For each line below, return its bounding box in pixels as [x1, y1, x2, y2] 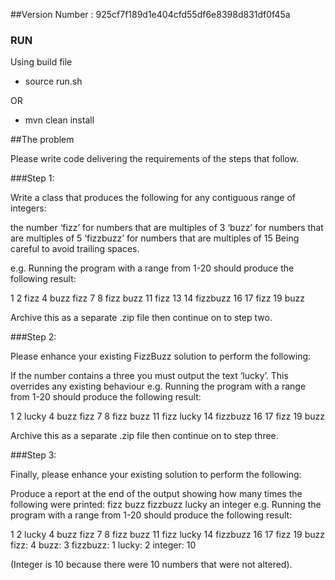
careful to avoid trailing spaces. [10, 243, 140, 255]
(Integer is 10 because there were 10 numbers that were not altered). [10, 559, 293, 571]
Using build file [10, 56, 73, 68]
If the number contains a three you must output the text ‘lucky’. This [10, 370, 289, 382]
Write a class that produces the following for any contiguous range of [10, 192, 296, 204]
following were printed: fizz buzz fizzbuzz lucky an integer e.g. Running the [10, 499, 322, 511]
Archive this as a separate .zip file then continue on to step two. [10, 312, 273, 324]
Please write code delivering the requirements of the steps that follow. [10, 153, 299, 165]
